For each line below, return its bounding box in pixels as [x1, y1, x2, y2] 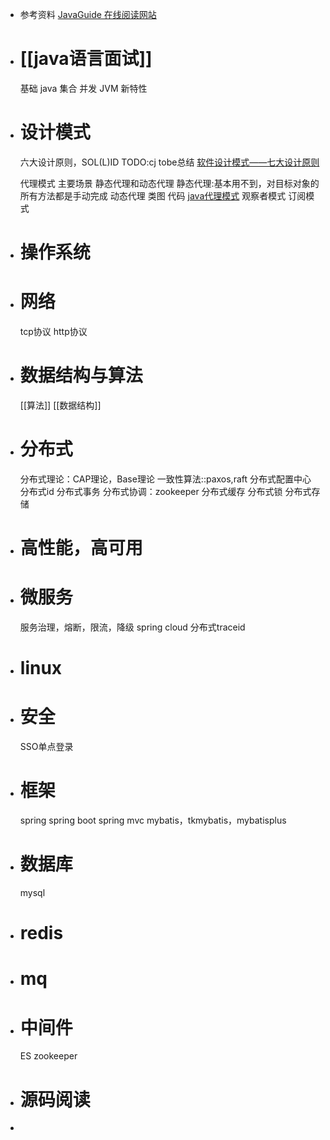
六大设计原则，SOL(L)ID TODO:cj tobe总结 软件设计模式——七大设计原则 [19, 156, 320, 168]
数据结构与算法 [19, 364, 143, 387]
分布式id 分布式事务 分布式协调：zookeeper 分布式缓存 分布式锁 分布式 [19, 485, 312, 497]
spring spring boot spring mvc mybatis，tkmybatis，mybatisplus [19, 814, 287, 827]
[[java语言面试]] [19, 48, 153, 70]
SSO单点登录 [19, 741, 74, 753]
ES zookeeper [19, 1050, 78, 1062]
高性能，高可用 [19, 537, 143, 560]
